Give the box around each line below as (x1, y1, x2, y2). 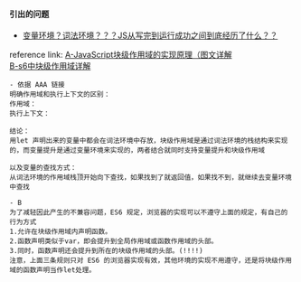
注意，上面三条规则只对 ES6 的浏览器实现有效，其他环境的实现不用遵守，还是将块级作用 (9, 256, 292, 266)
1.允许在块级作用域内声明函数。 (9, 227, 112, 237)
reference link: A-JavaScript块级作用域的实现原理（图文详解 (9, 50, 232, 61)
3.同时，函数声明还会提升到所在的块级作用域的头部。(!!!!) (9, 247, 203, 256)
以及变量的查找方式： (9, 164, 77, 173)
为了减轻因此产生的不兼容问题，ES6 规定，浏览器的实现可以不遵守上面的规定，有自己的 (9, 208, 288, 217)
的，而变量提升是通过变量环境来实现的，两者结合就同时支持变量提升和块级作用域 (9, 146, 265, 155)
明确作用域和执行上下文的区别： (9, 90, 111, 99)
